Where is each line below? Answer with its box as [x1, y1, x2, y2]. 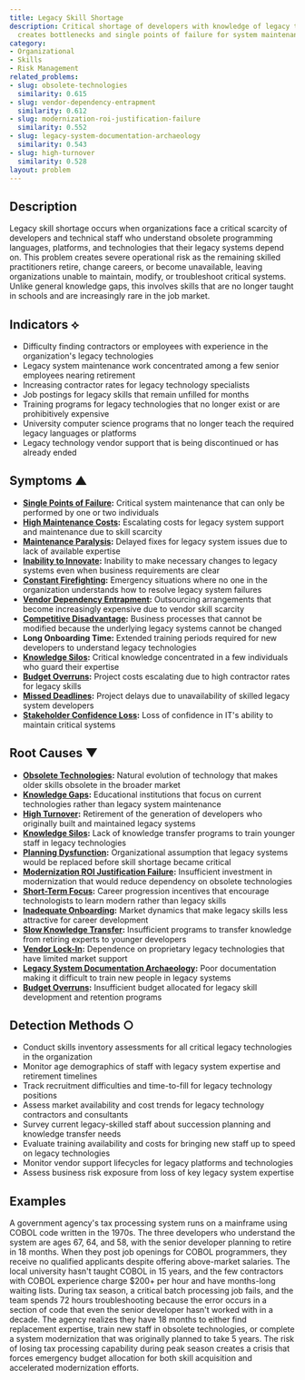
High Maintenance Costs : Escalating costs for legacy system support [22, 517, 284, 527]
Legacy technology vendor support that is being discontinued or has [22, 438, 280, 448]
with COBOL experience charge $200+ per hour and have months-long [9, 1276, 276, 1286]
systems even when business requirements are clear [22, 565, 221, 576]
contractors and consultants [22, 1109, 129, 1120]
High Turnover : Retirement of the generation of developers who [22, 808, 263, 819]
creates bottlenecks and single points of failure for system [17, 30, 258, 39]
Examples [9, 1193, 66, 1208]
